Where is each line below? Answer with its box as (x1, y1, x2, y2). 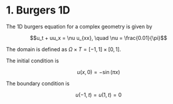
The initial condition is (6, 57, 59, 64)
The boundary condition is (6, 80, 70, 87)
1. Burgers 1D (6, 4, 70, 17)
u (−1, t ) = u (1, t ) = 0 (75, 91, 122, 98)
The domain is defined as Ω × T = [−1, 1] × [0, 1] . (6, 45, 121, 53)
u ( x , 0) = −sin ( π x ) (77, 68, 120, 75)
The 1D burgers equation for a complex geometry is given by (6, 23, 152, 30)
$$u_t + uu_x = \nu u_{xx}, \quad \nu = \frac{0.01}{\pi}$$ (30, 34, 167, 41)
